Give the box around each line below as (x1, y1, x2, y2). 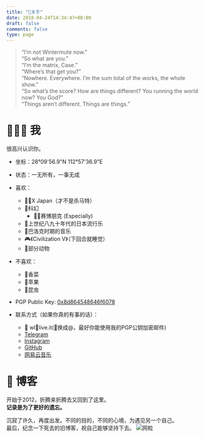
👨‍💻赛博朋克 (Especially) (33, 212, 93, 220)
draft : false (6, 20, 40, 26)
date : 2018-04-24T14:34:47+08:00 (6, 15, 92, 21)
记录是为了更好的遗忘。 (6, 404, 65, 411)
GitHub (24, 343, 43, 351)
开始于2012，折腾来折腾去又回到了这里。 (6, 396, 110, 403)
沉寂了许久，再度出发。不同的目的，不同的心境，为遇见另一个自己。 (6, 417, 178, 424)
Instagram (24, 337, 50, 345)
